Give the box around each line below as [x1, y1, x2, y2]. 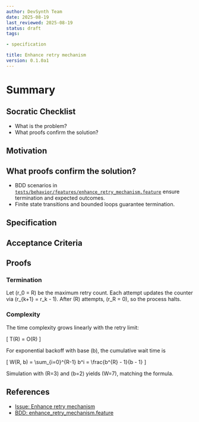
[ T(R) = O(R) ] [6, 335, 42, 343]
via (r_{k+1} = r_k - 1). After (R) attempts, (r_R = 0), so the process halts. [6, 296, 182, 303]
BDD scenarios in [14, 181, 58, 188]
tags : [6, 31, 20, 37]
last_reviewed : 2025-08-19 [6, 20, 73, 25]
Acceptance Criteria [6, 238, 83, 248]
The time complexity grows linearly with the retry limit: [6, 324, 140, 331]
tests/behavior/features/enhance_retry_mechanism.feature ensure [14, 188, 180, 195]
